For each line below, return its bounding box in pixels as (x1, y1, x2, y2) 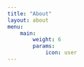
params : (32, 43, 55, 50)
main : (20, 29, 37, 37)
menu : (7, 23, 23, 30)
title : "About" (7, 10, 52, 17)
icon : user (44, 50, 78, 57)
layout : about (7, 17, 49, 24)
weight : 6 (32, 36, 61, 43)
